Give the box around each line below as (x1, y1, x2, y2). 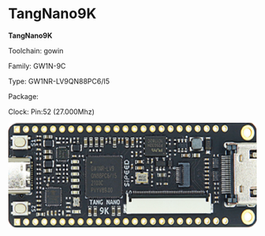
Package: (8, 91, 39, 101)
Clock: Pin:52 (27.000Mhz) (8, 107, 95, 116)
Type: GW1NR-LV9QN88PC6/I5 (8, 76, 110, 86)
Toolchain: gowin (8, 46, 64, 55)
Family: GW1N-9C (8, 61, 66, 71)
